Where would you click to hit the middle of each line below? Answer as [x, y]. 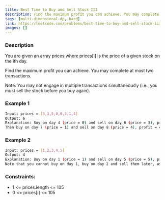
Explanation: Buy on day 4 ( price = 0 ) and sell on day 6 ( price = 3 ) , [80, 123]
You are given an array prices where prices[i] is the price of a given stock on [82, 56]
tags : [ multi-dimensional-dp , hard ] [42, 19]
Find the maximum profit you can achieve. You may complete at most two [79, 71]
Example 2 [18, 140]
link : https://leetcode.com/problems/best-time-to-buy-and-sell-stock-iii [83, 23]
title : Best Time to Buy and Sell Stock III [51, 10]
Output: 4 [15, 155]
